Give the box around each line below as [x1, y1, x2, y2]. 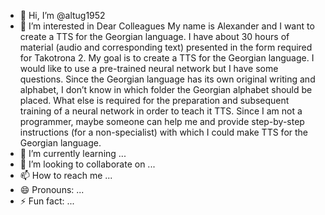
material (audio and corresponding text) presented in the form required [19, 41, 313, 53]
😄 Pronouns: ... [19, 184, 85, 195]
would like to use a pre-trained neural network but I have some [19, 63, 279, 74]
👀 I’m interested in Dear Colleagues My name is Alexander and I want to [19, 20, 315, 32]
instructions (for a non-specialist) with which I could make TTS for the [19, 126, 308, 138]
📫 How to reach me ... [19, 170, 113, 181]
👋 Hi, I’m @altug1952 [19, 10, 106, 21]
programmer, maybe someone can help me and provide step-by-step [19, 116, 305, 127]
